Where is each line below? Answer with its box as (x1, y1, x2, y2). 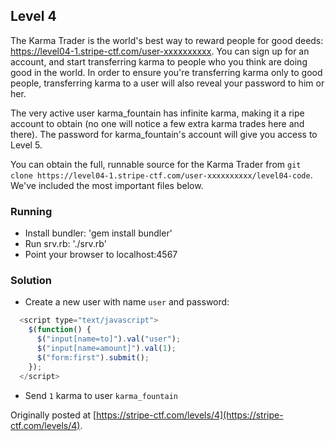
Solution (10, 274, 53, 288)
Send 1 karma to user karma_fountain (24, 389, 178, 401)
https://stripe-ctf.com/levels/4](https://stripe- (96, 409, 284, 421)
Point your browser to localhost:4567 (24, 249, 178, 261)
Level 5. (10, 139, 43, 151)
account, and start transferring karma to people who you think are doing (10, 55, 308, 68)
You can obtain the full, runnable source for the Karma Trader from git (10, 158, 302, 170)
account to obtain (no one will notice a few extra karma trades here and (10, 117, 305, 129)
